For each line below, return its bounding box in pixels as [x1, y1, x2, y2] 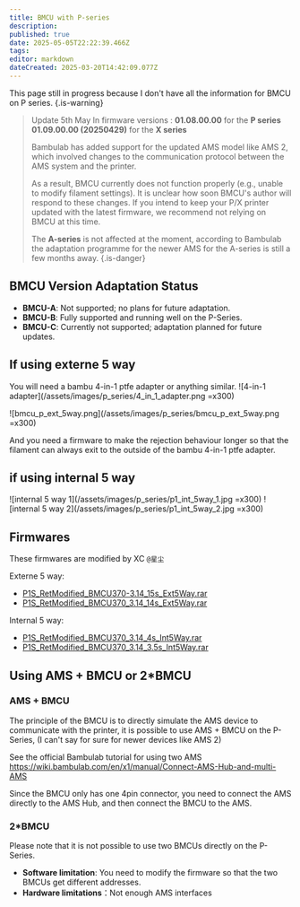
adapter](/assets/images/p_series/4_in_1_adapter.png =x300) [9, 390, 235, 401]
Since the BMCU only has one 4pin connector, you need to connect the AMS [9, 788, 292, 798]
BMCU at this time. [30, 216, 101, 227]
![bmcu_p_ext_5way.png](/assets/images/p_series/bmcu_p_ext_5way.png [9, 407, 280, 418]
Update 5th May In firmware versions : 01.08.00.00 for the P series [30, 114, 281, 126]
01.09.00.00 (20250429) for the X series [30, 124, 187, 135]
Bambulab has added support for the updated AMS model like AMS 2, [30, 141, 288, 153]
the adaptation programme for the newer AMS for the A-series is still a [30, 243, 291, 254]
